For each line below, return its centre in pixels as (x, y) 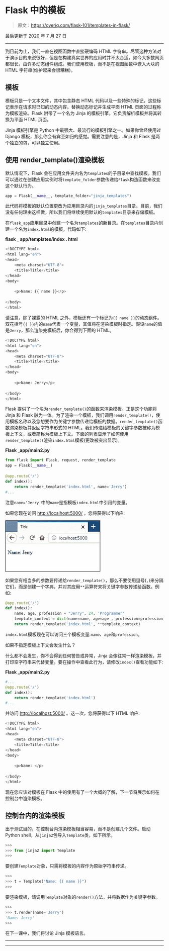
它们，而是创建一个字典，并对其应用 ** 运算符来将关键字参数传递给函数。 (80, 587)
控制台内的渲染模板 (35, 816)
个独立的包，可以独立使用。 (34, 142)
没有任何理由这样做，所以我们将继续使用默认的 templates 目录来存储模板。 (81, 212)
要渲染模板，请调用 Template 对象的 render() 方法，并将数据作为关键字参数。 (83, 897)
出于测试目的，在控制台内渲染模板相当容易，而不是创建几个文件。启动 (78, 829)
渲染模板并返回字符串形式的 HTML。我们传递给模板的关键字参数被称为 (82, 428)
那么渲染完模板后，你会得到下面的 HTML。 (69, 330)
